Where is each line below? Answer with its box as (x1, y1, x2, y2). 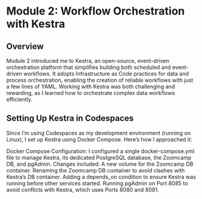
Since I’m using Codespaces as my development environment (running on (6, 129, 191, 137)
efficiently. (6, 96, 33, 103)
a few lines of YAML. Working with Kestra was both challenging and (6, 83, 175, 90)
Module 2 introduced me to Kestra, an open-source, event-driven (6, 57, 170, 64)
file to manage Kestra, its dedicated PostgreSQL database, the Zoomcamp (6, 154, 192, 161)
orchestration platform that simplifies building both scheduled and (6, 64, 171, 71)
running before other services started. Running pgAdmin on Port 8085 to (6, 180, 188, 187)
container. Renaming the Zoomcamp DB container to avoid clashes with (6, 166, 185, 174)
